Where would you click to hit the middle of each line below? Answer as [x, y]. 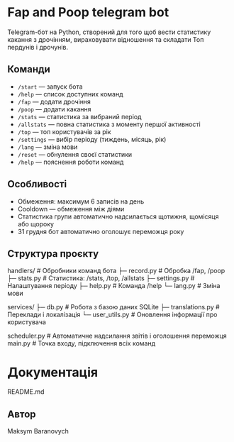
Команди [29, 69]
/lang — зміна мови [48, 147]
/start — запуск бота [50, 87]
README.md [26, 392]
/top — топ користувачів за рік [64, 131]
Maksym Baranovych [38, 431]
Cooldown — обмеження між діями [71, 209]
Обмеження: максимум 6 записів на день [80, 201]
